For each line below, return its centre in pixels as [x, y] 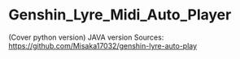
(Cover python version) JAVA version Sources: [86, 37]
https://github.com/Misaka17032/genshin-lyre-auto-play [103, 45]
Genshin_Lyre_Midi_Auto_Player [120, 15]
